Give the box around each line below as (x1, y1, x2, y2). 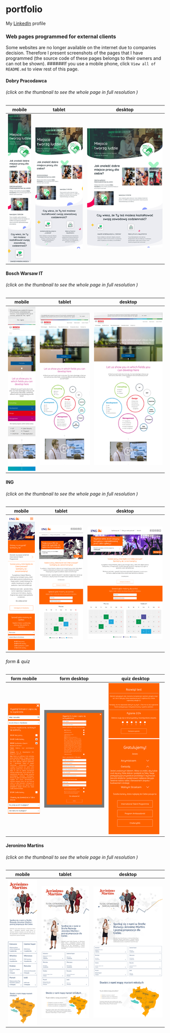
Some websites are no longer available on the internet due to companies (6, 45, 156, 51)
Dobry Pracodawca (6, 78, 47, 84)
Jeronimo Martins (6, 842, 44, 848)
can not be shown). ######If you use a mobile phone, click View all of (6, 61, 156, 67)
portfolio (6, 4, 43, 15)
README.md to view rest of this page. (6, 66, 79, 72)
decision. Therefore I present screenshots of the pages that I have (6, 50, 143, 56)
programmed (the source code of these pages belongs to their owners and (6, 55, 161, 61)
